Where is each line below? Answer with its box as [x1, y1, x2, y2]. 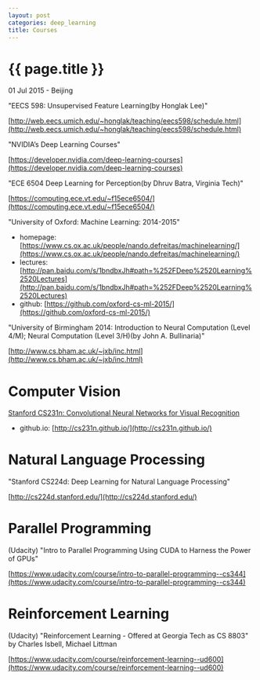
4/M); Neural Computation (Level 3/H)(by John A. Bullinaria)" [8, 331, 205, 341]
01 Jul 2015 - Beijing [8, 86, 74, 95]
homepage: [19, 232, 57, 242]
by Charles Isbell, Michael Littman [8, 639, 117, 649]
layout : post [8, 11, 51, 20]
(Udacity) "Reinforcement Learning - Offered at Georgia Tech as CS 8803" [8, 631, 249, 641]
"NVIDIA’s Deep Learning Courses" [8, 140, 121, 149]
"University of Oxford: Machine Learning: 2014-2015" [8, 218, 180, 227]
